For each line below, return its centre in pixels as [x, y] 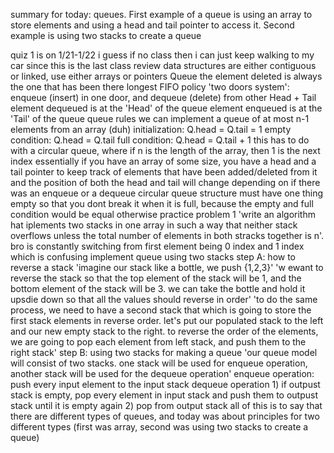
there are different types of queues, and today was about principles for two [165, 416]
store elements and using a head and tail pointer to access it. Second [152, 25]
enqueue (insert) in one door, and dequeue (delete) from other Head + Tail [163, 97]
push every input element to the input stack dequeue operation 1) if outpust [165, 384]
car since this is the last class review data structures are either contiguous [163, 65]
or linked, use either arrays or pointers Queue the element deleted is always [166, 76]
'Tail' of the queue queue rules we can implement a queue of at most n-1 [160, 118]
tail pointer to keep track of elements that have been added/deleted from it [164, 172]
